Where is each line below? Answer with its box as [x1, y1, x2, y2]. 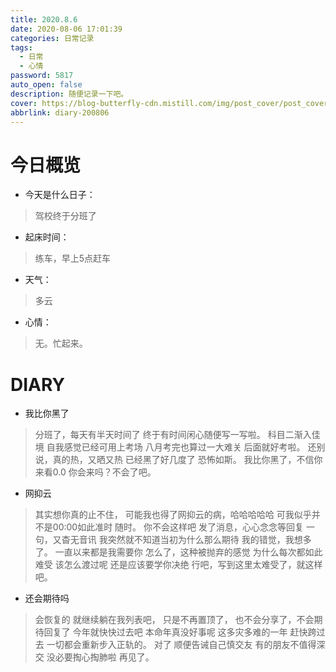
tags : [10, 42, 33, 53]
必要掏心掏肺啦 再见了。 [54, 651, 155, 663]
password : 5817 [10, 71, 74, 81]
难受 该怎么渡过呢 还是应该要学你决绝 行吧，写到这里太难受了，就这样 [34, 559, 323, 571]
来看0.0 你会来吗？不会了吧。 [34, 466, 157, 478]
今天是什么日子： [24, 189, 96, 201]
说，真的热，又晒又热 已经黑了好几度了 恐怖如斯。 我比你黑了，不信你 [34, 454, 323, 466]
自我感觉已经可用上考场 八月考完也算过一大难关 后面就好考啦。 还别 [46, 441, 326, 453]
